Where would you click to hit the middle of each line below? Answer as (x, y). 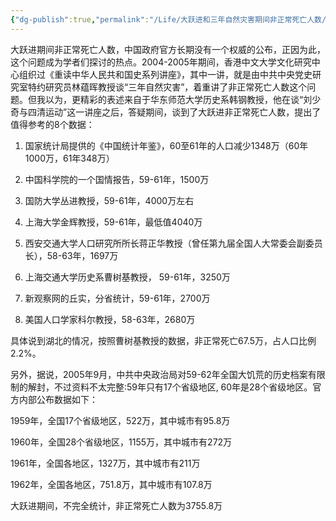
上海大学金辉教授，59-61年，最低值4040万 (113, 222)
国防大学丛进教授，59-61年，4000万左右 (109, 200)
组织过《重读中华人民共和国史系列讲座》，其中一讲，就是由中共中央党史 (165, 74)
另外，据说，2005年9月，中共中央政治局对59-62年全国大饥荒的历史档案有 (163, 374)
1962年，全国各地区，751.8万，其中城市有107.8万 (111, 484)
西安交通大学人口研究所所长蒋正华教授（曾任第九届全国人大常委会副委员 (173, 243)
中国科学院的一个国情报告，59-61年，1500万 (117, 179)
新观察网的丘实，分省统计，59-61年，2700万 (117, 298)
